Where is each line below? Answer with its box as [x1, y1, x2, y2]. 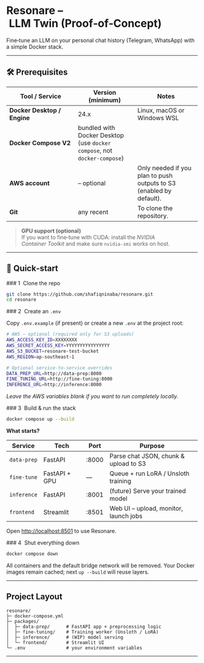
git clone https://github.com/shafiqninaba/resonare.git [6, 291, 154, 297]
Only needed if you [137, 163, 192, 172]
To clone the [137, 204, 173, 212]
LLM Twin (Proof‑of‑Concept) [8, 16, 162, 30]
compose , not [78, 146, 112, 155]
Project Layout [6, 591, 63, 602]
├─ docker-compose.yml [6, 613, 64, 619]
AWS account [9, 178, 50, 187]
